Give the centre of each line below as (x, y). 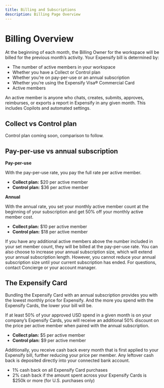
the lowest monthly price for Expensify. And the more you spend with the (79, 300)
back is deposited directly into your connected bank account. (67, 360)
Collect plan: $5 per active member (49, 335)
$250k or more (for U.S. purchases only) (53, 380)
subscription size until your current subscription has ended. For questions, (81, 263)
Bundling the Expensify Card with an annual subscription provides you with (82, 295)
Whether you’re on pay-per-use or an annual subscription (71, 78)
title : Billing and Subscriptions (41, 10)
